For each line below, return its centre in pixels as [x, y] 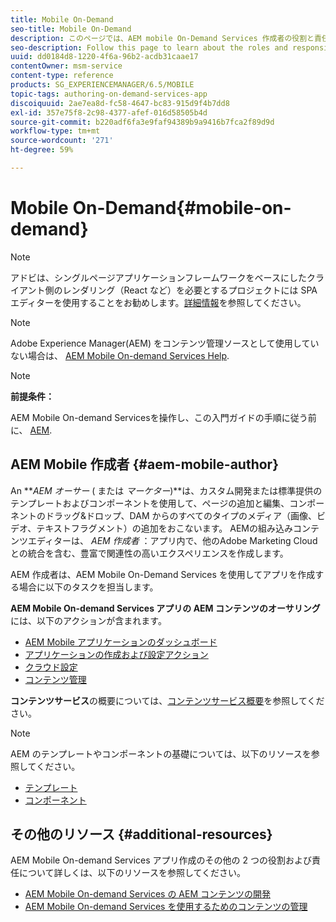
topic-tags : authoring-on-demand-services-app [109, 94]
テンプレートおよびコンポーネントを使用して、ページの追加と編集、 [150, 503]
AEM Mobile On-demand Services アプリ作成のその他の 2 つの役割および [161, 860]
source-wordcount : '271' [62, 141]
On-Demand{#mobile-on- [182, 208]
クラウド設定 [51, 667]
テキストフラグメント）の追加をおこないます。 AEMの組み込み [164, 528]
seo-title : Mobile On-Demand [71, 29]
